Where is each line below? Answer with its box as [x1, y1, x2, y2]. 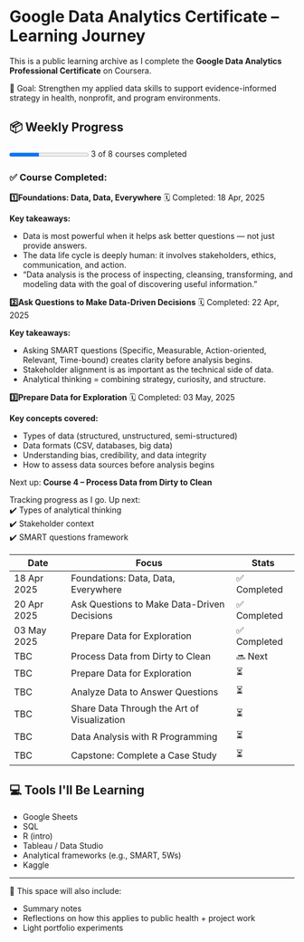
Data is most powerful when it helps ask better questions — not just [22, 231, 275, 242]
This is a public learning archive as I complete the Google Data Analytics [9, 55, 282, 66]
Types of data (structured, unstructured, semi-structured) [22, 430, 238, 441]
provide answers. [22, 240, 88, 251]
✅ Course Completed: [9, 170, 108, 183]
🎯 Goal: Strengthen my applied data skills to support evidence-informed [9, 82, 278, 93]
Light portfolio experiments [22, 922, 124, 933]
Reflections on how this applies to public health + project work [22, 912, 256, 923]
